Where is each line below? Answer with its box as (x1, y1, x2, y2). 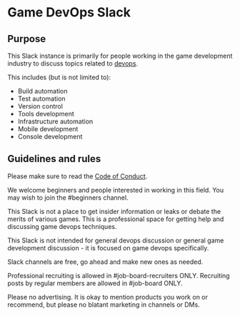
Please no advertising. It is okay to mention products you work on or (7, 292, 209, 301)
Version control (17, 102, 63, 111)
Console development (17, 133, 83, 141)
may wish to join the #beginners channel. (7, 193, 129, 202)
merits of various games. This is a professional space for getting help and (7, 215, 224, 223)
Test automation (17, 94, 66, 103)
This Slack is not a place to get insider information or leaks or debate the (7, 207, 221, 215)
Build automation (17, 87, 68, 95)
